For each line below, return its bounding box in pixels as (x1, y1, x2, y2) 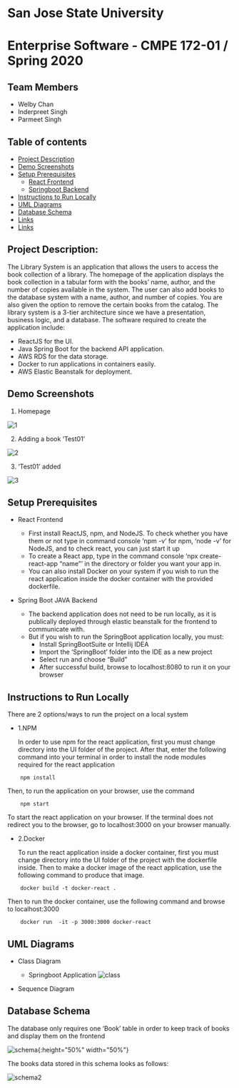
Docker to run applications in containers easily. (17, 359, 156, 368)
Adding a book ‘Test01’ (17, 434, 86, 443)
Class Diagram (17, 957, 61, 965)
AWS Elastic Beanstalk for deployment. (17, 367, 133, 376)
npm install (20, 774, 56, 781)
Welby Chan (17, 100, 54, 108)
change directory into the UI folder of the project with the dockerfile (17, 856, 218, 864)
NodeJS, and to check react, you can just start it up (28, 544, 180, 553)
